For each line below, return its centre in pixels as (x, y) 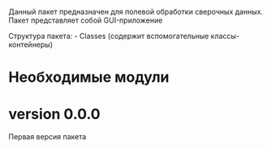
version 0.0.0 (54, 115)
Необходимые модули (89, 77)
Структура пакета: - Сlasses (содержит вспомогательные (109, 36)
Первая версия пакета (47, 137)
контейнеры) (31, 45)
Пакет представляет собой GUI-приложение (86, 20)
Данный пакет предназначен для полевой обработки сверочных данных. (136, 12)
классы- (225, 36)
